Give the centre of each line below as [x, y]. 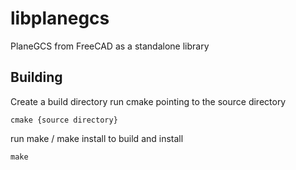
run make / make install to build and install [97, 138]
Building [36, 77]
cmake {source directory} [64, 120]
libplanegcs [60, 18]
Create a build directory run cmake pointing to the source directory [148, 101]
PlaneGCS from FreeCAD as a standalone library [110, 46]
